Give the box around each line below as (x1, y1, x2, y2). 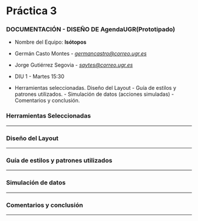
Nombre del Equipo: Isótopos (14, 38, 87, 45)
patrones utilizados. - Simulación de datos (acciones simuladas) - (14, 90, 174, 98)
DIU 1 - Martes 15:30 (14, 73, 65, 80)
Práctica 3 (6, 4, 57, 18)
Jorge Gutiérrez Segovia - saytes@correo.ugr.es (14, 61, 133, 69)
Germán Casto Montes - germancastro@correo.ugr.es (14, 50, 147, 57)
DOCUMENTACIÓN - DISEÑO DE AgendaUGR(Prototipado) (6, 25, 176, 34)
